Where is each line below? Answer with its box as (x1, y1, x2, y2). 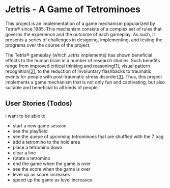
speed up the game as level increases (12, 177, 93, 183)
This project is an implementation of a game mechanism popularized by (5, 20, 155, 26)
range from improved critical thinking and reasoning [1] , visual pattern (5, 63, 150, 69)
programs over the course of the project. (5, 42, 91, 48)
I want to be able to (5, 113, 46, 119)
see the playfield (12, 128, 48, 134)
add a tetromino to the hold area (12, 139, 80, 145)
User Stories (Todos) (5, 99, 72, 108)
